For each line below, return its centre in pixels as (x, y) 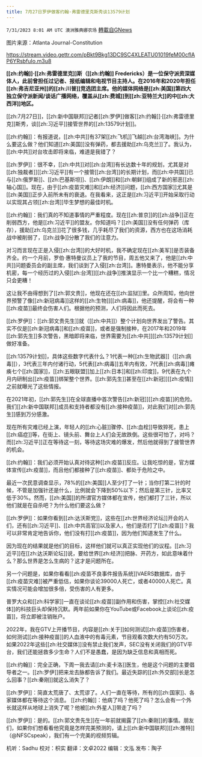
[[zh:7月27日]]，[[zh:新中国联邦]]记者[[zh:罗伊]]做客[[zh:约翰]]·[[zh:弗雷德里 (100, 116)
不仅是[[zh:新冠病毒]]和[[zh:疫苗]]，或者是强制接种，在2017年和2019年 (99, 328)
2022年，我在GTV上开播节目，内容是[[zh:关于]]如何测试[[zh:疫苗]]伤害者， (99, 629)
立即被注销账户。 (47, 616)
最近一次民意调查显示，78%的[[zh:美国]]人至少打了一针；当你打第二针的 (96, 483)
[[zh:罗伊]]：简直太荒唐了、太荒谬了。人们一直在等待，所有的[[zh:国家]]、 (98, 692)
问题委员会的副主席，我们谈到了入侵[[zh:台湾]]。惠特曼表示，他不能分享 (105, 265)
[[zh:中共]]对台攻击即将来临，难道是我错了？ (61, 152)
